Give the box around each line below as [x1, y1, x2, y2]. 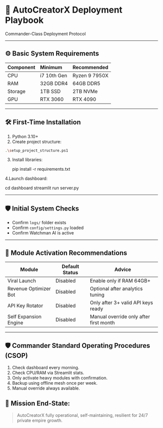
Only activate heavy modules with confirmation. [12, 374, 108, 381]
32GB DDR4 [40, 80, 68, 87]
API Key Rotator [7, 303, 43, 309]
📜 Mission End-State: [5, 399, 70, 408]
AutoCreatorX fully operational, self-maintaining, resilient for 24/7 [16, 412, 148, 418]
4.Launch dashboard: [5, 176, 48, 181]
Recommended [72, 64, 109, 71]
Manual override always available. [12, 385, 80, 391]
